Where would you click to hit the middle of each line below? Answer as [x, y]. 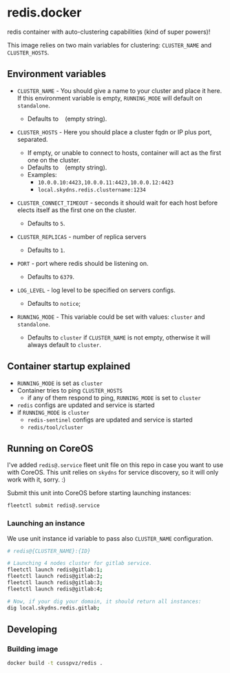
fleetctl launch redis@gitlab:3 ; [55, 583]
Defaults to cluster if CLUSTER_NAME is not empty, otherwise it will [119, 337]
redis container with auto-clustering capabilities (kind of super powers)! [109, 32]
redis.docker [44, 13]
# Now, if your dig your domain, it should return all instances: [104, 601]
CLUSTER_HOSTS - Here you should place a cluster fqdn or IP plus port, [114, 132]
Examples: [42, 174]
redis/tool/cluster [55, 427]
